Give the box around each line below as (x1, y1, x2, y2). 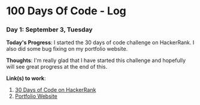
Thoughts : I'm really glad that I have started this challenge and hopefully (6, 57, 186, 64)
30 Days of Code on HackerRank (14, 87, 96, 94)
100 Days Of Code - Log (6, 4, 127, 18)
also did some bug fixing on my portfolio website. (6, 45, 128, 52)
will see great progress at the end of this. (6, 63, 108, 70)
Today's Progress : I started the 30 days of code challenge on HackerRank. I (6, 39, 195, 46)
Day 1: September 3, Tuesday (6, 26, 93, 34)
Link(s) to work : (6, 75, 46, 82)
